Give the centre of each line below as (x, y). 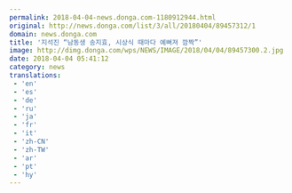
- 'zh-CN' (31, 141)
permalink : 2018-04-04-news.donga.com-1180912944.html (113, 17)
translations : (36, 76)
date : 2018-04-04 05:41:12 (59, 59)
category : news (37, 68)
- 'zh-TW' (31, 149)
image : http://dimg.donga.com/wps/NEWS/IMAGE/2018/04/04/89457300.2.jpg (146, 51)
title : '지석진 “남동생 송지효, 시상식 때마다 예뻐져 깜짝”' (106, 42)
